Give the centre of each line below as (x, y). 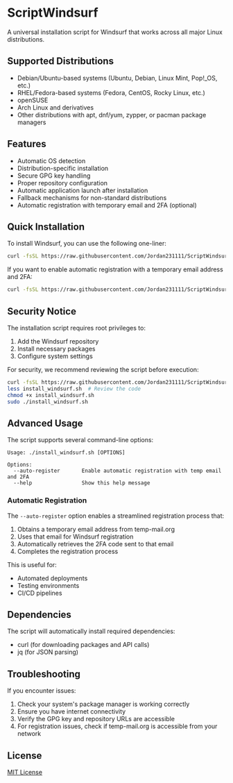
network (29, 734)
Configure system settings (55, 356)
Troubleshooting (44, 674)
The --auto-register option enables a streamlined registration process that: (116, 516)
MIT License (25, 772)
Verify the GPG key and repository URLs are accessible (96, 719)
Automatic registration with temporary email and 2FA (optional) (107, 205)
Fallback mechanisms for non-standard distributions (92, 197)
